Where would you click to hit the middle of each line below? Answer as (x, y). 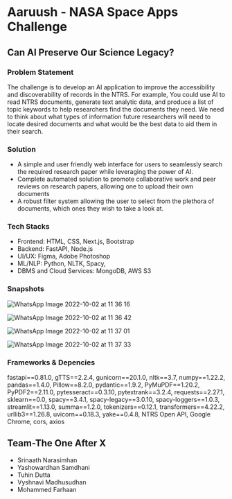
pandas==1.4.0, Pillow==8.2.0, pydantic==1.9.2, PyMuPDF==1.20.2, (104, 385)
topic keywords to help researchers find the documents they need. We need (116, 109)
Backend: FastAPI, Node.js (55, 249)
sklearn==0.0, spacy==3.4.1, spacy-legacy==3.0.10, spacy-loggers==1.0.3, (114, 400)
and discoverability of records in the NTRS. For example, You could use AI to (116, 94)
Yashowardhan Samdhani (53, 467)
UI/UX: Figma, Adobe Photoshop (64, 256)
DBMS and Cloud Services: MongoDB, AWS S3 (84, 271)
